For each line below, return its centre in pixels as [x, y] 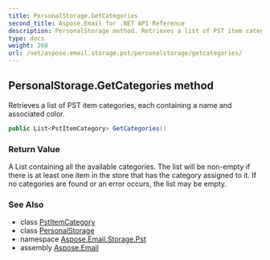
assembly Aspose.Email [59, 248]
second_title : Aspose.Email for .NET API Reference [96, 23]
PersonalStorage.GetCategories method [111, 86]
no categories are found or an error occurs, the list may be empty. [118, 184]
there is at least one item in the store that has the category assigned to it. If [133, 175]
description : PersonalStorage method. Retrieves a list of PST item [125, 31]
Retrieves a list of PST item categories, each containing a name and [120, 105]
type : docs [27, 38]
